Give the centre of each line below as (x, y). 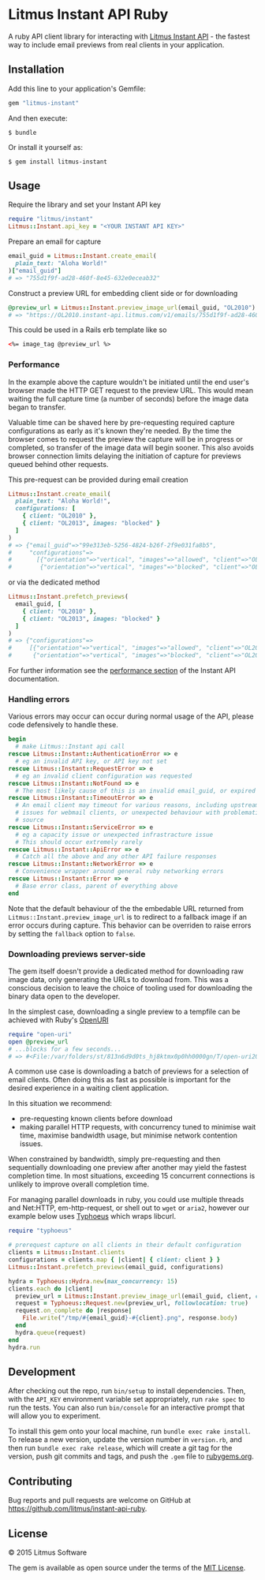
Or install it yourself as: (45, 147)
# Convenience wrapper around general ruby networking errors (119, 872)
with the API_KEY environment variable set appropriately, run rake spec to (127, 1399)
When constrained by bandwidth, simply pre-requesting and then (114, 1159)
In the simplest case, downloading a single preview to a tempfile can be (124, 1011)
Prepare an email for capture (54, 241)
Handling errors (39, 700)
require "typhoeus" (40, 1231)
